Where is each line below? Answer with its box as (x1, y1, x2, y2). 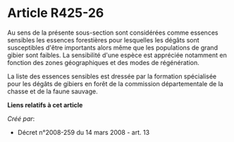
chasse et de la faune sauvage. (7, 87, 99, 95)
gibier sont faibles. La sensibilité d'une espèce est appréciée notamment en (7, 51, 228, 59)
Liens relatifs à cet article (7, 100, 83, 109)
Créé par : (7, 114, 35, 123)
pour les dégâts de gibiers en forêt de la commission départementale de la (7, 79, 223, 88)
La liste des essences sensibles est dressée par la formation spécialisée (7, 72, 217, 81)
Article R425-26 (7, 5, 104, 21)
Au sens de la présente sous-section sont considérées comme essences (7, 28, 218, 37)
